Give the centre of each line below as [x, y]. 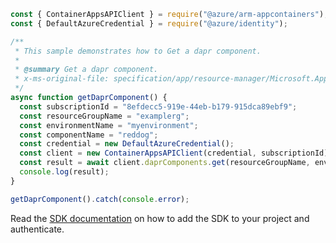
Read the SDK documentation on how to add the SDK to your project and [160, 218]
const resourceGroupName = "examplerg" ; [104, 116]
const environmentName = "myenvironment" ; [109, 125]
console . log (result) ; [64, 172]
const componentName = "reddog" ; [89, 135]
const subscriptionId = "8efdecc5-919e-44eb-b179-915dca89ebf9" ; [158, 106]
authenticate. [37, 229]
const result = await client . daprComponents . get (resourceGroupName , [165, 163]
